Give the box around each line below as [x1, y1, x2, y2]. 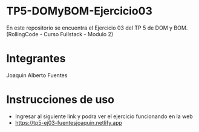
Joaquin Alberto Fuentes [6, 71, 68, 79]
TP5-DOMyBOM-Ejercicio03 [6, 4, 152, 18]
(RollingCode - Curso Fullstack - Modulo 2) [6, 30, 114, 37]
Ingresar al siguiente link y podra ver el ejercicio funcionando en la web [15, 113, 194, 120]
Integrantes [6, 52, 66, 66]
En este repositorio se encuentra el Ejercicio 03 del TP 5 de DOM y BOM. [6, 24, 188, 31]
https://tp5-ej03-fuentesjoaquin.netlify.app [15, 119, 123, 126]
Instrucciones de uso [6, 93, 115, 107]
